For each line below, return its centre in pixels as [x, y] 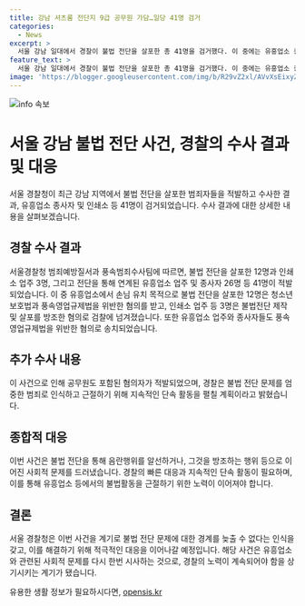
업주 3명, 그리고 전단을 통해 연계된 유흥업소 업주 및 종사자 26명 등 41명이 [148, 283]
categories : [32, 26]
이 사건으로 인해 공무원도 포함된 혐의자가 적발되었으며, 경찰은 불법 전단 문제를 [146, 383]
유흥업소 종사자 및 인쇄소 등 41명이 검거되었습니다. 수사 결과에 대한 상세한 [151, 204]
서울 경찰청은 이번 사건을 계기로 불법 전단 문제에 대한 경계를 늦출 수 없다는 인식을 [152, 538]
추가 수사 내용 [45, 359]
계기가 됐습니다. [69, 572]
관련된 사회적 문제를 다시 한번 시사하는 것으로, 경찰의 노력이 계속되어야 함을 [152, 561]
